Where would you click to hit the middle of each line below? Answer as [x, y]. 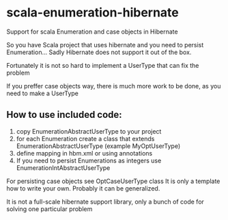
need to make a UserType [43, 93]
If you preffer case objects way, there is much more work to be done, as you [114, 86]
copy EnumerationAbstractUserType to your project [89, 131]
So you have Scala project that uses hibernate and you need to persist [105, 45]
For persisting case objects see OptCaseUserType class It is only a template [113, 181]
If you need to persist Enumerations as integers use [89, 160]
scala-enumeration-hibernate [92, 13]
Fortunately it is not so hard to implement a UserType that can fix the [103, 65]
